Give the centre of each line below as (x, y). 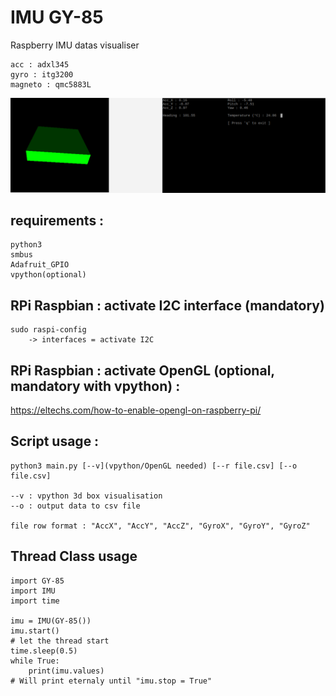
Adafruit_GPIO (40, 265)
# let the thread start (60, 641)
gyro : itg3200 (42, 74)
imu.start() (35, 631)
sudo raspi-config (48, 330)
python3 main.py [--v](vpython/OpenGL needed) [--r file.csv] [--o (154, 466)
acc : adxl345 (40, 64)
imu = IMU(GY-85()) (51, 621)
